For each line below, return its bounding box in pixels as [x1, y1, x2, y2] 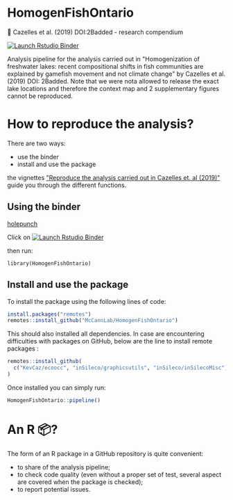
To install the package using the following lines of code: [7, 297, 166, 305]
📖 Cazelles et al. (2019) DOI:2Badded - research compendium [7, 28, 184, 36]
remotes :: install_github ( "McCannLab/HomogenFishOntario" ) [7, 317, 178, 324]
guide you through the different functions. [7, 181, 127, 189]
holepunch [7, 219, 38, 227]
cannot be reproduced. [7, 92, 73, 100]
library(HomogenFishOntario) [7, 259, 92, 267]
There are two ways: [7, 139, 66, 147]
